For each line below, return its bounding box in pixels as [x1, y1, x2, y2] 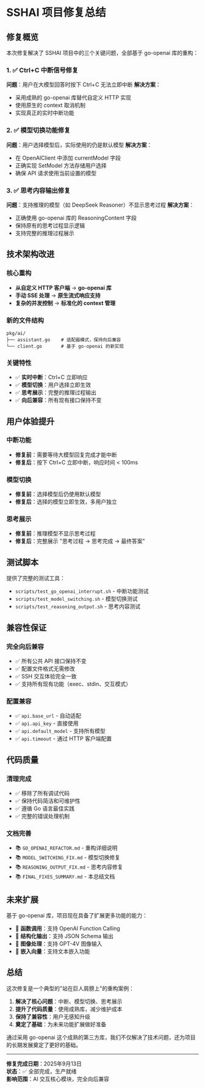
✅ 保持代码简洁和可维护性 [15, 797, 81, 804]
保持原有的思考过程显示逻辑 [15, 221, 85, 229]
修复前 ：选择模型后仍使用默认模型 [15, 490, 101, 498]
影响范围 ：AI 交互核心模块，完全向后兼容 [6, 1075, 110, 1082]
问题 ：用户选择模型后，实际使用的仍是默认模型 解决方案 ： [6, 141, 153, 149]
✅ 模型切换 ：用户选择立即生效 [15, 381, 92, 389]
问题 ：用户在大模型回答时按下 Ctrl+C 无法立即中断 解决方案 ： [6, 81, 161, 89]
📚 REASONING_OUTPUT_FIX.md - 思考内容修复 [15, 863, 123, 871]
